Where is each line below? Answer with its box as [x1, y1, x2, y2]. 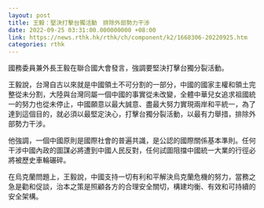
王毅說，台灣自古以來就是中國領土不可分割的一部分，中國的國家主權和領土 [8, 80, 249, 89]
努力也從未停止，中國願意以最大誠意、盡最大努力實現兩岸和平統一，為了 [21, 100, 256, 109]
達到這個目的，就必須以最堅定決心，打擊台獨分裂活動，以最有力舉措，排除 [8, 109, 249, 119]
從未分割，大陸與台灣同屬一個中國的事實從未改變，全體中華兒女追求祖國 [14, 89, 249, 99]
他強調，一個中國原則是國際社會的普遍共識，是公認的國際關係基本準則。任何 [8, 136, 256, 145]
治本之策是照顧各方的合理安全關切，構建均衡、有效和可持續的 [56, 182, 256, 192]
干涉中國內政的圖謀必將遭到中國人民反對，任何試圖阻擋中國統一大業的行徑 [8, 146, 249, 155]
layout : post [8, 11, 51, 20]
